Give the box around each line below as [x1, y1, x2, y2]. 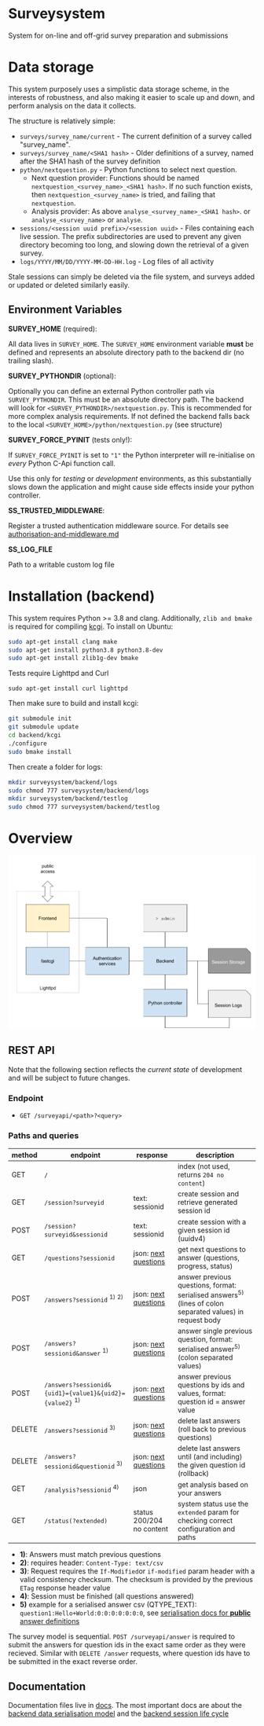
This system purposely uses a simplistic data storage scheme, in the [8, 84, 230, 94]
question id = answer [178, 1397, 246, 1406]
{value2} [44, 1399, 73, 1407]
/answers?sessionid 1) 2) [44, 1293, 124, 1304]
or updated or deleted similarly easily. [8, 280, 130, 289]
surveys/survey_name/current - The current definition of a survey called [19, 131, 252, 141]
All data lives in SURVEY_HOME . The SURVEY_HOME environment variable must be [8, 339, 254, 348]
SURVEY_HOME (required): [8, 324, 97, 333]
